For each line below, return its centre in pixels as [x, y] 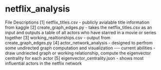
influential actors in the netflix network [44, 63]
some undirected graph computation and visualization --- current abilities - [80, 48]
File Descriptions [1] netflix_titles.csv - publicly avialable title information [77, 22]
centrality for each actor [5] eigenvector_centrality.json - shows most [74, 58]
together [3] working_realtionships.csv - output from [58, 38]
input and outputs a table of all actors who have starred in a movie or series [81, 32]
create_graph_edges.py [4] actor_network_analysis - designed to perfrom [79, 42]
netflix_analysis [37, 9]
